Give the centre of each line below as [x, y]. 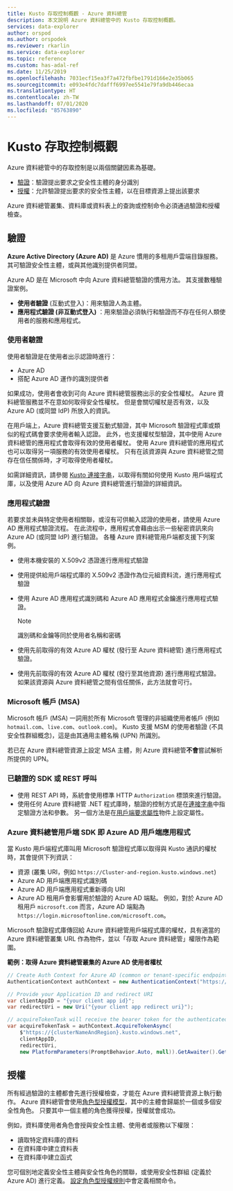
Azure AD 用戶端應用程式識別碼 [62, 880]
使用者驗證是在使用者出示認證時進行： [62, 356]
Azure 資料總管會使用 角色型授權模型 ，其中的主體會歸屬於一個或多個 [118, 1102]
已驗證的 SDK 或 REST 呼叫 [52, 779]
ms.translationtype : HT [42, 91]
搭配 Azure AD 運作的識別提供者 [63, 378]
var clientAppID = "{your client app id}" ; [71, 1001]
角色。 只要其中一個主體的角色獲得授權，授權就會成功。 [99, 1111]
